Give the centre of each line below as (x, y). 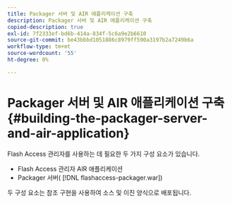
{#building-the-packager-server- (108, 118)
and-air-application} (69, 133)
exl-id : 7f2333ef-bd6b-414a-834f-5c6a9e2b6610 (77, 33)
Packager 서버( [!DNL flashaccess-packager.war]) (90, 178)
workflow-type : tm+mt (39, 47)
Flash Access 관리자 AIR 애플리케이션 (70, 168)
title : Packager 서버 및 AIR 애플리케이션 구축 (71, 14)
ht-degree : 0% (28, 60)
